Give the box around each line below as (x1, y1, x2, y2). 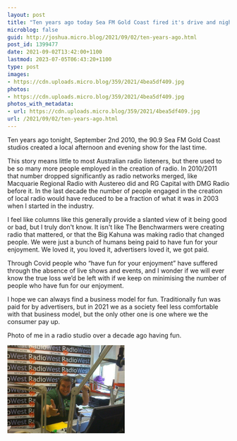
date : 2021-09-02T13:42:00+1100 (7, 49, 102, 56)
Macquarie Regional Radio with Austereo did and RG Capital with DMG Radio (7, 179, 230, 187)
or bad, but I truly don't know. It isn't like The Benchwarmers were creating (7, 223, 224, 231)
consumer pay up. (7, 317, 61, 325)
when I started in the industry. (7, 201, 95, 210)
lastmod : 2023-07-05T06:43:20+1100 (7, 56, 112, 63)
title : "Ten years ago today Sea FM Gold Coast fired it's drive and (7, 18, 217, 26)
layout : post (7, 11, 46, 18)
